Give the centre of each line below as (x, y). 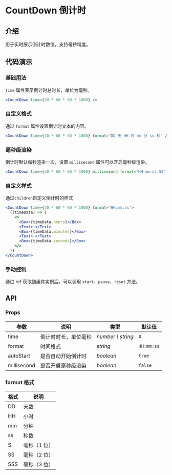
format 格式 (20, 382)
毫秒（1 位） (38, 445)
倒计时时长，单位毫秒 (66, 337)
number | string (115, 337)
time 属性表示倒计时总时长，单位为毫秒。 (49, 90)
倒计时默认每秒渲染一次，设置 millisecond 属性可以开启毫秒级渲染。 (78, 162)
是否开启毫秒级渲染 (63, 366)
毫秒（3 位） (38, 465)
